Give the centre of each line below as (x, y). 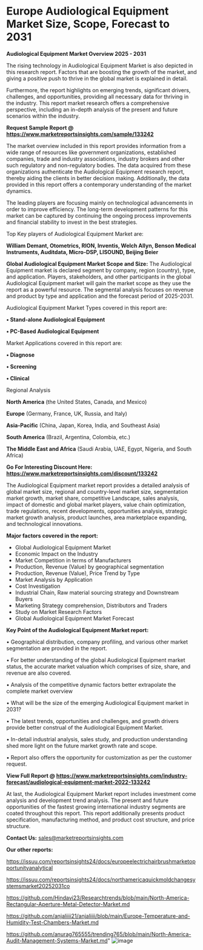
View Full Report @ (31, 775)
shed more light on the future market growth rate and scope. (82, 746)
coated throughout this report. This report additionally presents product (95, 813)
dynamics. (19, 191)
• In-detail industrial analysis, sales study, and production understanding (97, 739)
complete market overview (39, 691)
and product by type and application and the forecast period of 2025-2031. (100, 296)
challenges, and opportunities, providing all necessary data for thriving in (98, 96)
